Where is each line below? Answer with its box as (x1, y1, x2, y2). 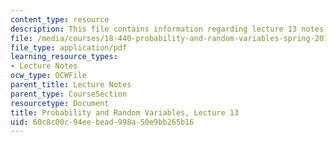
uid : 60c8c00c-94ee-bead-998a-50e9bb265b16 (10, 117, 195, 127)
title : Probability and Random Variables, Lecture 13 (10, 107, 240, 118)
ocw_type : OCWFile (10, 71, 87, 81)
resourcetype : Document (10, 98, 110, 108)
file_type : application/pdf (10, 42, 128, 53)
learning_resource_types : (10, 52, 118, 62)
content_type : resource (10, 14, 110, 25)
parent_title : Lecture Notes (10, 80, 132, 90)
